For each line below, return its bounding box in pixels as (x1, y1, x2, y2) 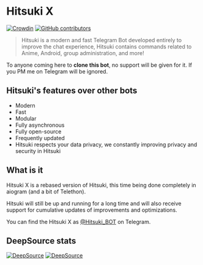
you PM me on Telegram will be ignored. (6, 67, 108, 75)
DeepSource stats (6, 236, 76, 246)
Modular (15, 114, 37, 122)
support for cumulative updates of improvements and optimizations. (6, 206, 177, 214)
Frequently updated (15, 134, 65, 141)
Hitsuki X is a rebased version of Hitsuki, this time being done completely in (6, 181, 197, 188)
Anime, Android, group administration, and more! (21, 49, 145, 56)
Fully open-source (15, 127, 62, 135)
